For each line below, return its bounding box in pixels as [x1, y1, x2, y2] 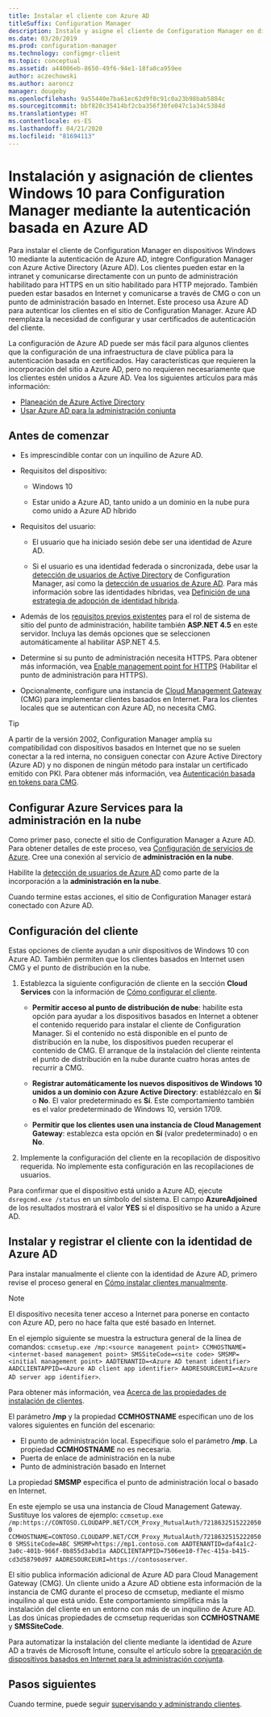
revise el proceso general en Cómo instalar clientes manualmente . [8, 1277, 228, 1287]
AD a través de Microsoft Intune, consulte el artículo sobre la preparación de [8, 1645, 262, 1655]
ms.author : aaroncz [8, 79, 74, 87]
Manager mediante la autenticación [8, 201, 252, 219]
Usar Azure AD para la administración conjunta [19, 405, 176, 415]
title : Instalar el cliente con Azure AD [8, 11, 150, 20]
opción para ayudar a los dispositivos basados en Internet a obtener [31, 1012, 259, 1021]
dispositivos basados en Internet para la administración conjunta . [8, 1654, 225, 1664]
